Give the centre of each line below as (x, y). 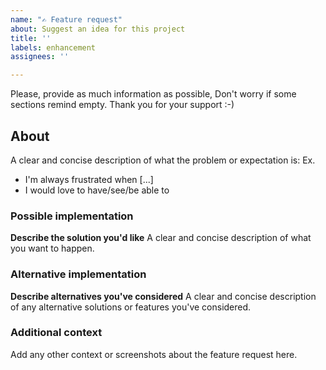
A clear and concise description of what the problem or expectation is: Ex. (163, 160)
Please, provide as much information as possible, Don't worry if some (153, 94)
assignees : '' (40, 57)
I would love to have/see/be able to (97, 190)
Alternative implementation (78, 274)
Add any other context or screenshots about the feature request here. (154, 354)
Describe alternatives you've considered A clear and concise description (163, 296)
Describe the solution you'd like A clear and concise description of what (161, 238)
